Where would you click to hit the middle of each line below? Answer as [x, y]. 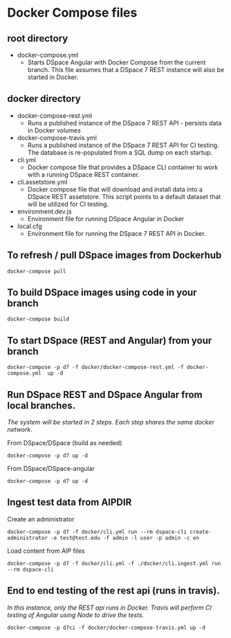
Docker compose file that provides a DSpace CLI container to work [123, 167]
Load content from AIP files [46, 551]
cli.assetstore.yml [42, 182]
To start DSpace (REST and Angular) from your [110, 340]
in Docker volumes [54, 130]
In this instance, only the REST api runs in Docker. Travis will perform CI [110, 607]
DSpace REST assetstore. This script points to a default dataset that [124, 196]
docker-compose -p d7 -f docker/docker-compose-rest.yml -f [96, 368]
